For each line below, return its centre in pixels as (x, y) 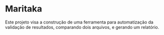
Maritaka (24, 9)
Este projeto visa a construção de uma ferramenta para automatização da (79, 22)
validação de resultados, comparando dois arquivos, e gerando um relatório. (82, 27)
